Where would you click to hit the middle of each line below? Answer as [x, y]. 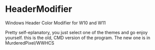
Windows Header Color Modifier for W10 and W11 [55, 23]
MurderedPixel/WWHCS [30, 43]
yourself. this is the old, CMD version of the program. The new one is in [78, 38]
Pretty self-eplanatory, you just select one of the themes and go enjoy [77, 32]
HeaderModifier [39, 9]
